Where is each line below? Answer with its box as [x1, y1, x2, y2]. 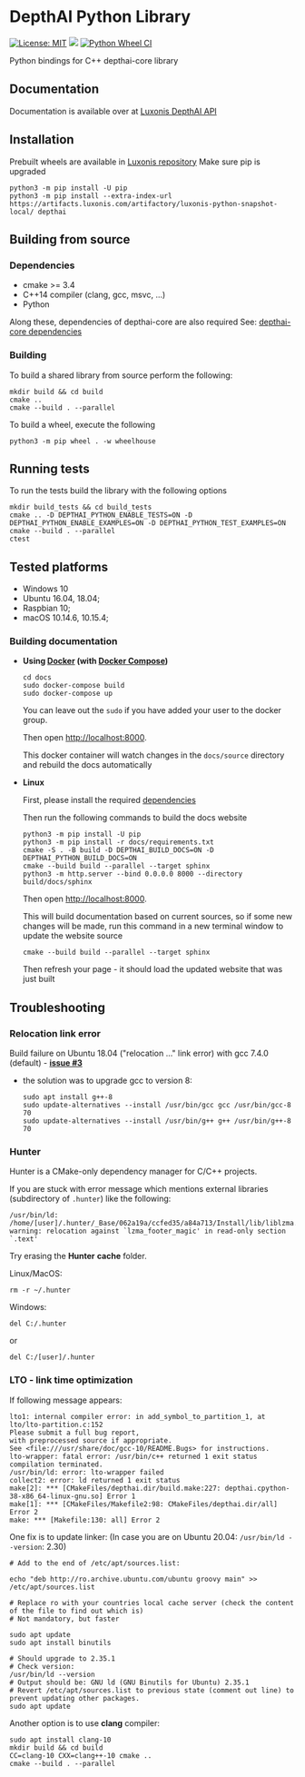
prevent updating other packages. [9, 1693, 141, 1703]
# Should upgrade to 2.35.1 [9, 1653, 116, 1663]
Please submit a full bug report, [9, 1428, 141, 1437]
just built [22, 974, 55, 985]
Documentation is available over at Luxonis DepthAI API [9, 105, 218, 116]
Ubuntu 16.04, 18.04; [22, 593, 100, 604]
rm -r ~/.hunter [9, 1286, 71, 1296]
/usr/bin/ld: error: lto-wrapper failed [9, 1467, 165, 1477]
